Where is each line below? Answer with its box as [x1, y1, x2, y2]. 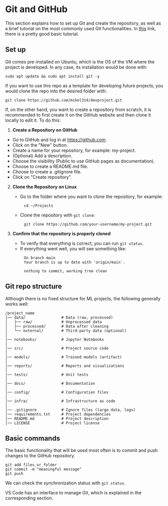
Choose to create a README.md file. [12, 163, 89, 169]
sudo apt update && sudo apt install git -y [5, 74, 100, 79]
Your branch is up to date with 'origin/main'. [24, 260, 125, 265]
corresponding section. [5, 495, 54, 501]
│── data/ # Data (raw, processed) [5, 315, 113, 320]
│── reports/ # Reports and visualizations [5, 363, 124, 368]
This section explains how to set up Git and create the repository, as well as [5, 20, 161, 26]
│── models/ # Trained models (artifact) [5, 354, 122, 360]
